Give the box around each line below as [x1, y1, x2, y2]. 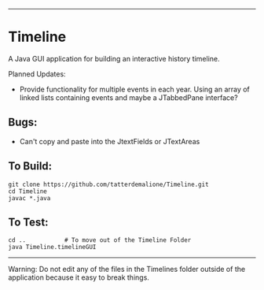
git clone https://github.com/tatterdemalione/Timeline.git [8, 180, 210, 188]
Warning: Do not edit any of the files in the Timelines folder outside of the [8, 265, 246, 274]
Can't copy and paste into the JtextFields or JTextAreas [19, 136, 200, 146]
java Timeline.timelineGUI [8, 244, 97, 251]
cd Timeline [8, 187, 47, 195]
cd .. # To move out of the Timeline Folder [8, 236, 192, 244]
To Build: [8, 159, 53, 173]
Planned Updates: [8, 69, 66, 79]
